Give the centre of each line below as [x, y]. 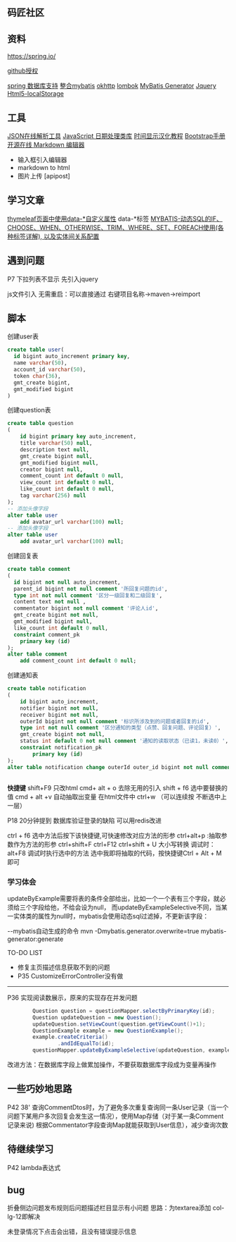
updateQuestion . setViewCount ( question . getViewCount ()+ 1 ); [119, 1024]
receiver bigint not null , [59, 715]
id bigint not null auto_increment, [67, 582]
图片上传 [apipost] [44, 176]
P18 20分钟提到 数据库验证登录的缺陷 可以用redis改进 [85, 820]
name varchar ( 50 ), [41, 363]
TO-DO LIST [25, 952]
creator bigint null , [51, 469]
